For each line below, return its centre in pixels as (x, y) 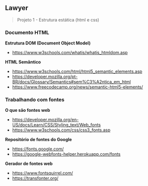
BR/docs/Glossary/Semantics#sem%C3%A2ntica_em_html (71, 82)
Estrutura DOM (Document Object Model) (48, 43)
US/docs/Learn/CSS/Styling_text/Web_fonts (56, 125)
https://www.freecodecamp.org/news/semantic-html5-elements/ (77, 87)
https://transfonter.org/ (35, 178)
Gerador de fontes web (29, 164)
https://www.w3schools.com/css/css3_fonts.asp (61, 130)
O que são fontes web (28, 110)
